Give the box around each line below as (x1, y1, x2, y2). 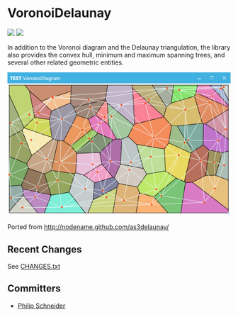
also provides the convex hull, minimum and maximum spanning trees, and (7, 50, 225, 59)
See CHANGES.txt (7, 262, 61, 271)
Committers (7, 282, 62, 295)
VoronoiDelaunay (7, 5, 112, 21)
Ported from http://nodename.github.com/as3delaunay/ (7, 223, 169, 231)
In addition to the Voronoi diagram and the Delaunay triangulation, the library (7, 43, 231, 51)
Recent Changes (7, 243, 83, 255)
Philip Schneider (17, 301, 66, 310)
